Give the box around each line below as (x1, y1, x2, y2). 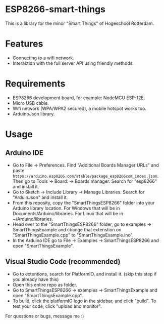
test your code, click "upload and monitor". (12, 303, 102, 309)
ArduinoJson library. (12, 110, 55, 117)
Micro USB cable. (12, 100, 49, 106)
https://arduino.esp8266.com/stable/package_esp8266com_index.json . (12, 173, 159, 179)
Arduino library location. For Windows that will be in (12, 205, 120, 211)
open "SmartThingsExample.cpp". (12, 292, 83, 298)
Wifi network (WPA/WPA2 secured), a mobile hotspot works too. (12, 105, 146, 111)
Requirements (5, 78, 66, 90)
